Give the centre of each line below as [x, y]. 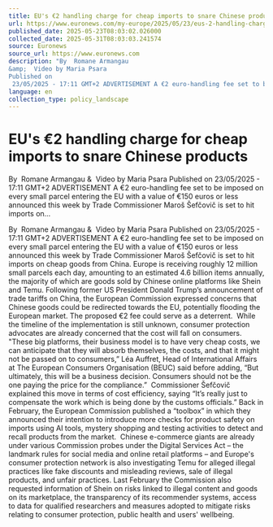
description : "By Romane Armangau [69, 62]
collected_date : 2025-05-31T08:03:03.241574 [85, 39]
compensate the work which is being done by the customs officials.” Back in [136, 403]
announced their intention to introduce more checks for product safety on [132, 420]
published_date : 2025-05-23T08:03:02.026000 [85, 31]
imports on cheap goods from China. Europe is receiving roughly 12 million [133, 264]
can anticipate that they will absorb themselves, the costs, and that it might [134, 351]
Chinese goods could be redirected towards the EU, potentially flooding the [134, 307]
